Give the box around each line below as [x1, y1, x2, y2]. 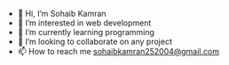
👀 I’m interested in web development [17, 18, 152, 28]
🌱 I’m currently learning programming [17, 27, 155, 37]
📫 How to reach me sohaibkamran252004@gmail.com [17, 47, 220, 56]
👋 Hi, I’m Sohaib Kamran [17, 9, 107, 18]
